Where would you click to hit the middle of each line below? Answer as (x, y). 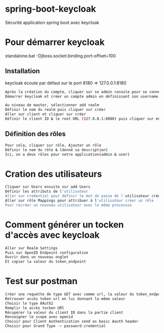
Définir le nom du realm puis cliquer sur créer (55, 110)
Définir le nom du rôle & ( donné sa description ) (57, 150)
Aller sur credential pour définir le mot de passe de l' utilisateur (77, 196)
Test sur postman (41, 281)
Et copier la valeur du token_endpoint (46, 262)
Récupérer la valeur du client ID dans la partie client (64, 312)
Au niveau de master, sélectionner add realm (52, 105)
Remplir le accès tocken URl (35, 308)
